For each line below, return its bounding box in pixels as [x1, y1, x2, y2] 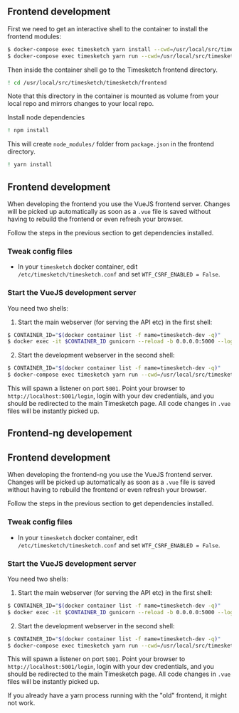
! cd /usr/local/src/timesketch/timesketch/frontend [7, 79, 167, 86]
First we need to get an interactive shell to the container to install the [7, 24, 208, 33]
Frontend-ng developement [7, 427, 133, 439]
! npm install [7, 127, 50, 134]
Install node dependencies [7, 113, 85, 122]
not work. [7, 699, 36, 707]
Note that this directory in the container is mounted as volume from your [7, 92, 219, 100]
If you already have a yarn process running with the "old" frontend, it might [7, 691, 227, 699]
